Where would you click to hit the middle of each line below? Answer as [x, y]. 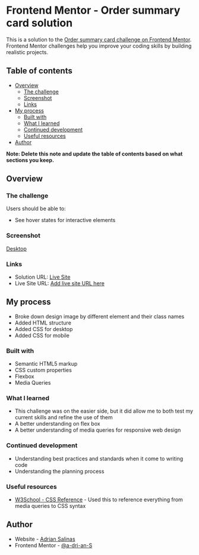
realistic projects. [27, 52]
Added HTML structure [43, 323]
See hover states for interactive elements [65, 220]
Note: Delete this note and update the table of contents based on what [94, 154]
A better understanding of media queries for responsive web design [98, 430]
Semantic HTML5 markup [46, 364]
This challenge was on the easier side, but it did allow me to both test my [104, 411]
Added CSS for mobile [42, 335]
